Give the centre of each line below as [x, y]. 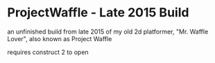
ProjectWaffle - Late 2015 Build [98, 13]
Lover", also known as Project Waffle [60, 38]
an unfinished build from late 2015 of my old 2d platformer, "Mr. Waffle [108, 32]
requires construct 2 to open [48, 52]
